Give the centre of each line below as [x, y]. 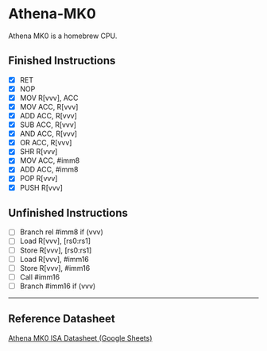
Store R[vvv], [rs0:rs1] [56, 250]
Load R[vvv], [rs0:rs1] [55, 241]
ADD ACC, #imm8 [49, 170]
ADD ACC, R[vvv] [48, 116]
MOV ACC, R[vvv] [49, 106]
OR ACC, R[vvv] [46, 143]
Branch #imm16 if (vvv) [58, 286]
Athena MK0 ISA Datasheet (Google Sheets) [80, 337]
